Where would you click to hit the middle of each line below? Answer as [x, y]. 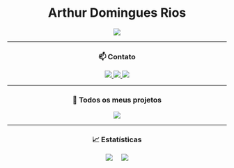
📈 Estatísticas [117, 139]
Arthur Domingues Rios [117, 13]
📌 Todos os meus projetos [117, 100]
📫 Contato [117, 56]
